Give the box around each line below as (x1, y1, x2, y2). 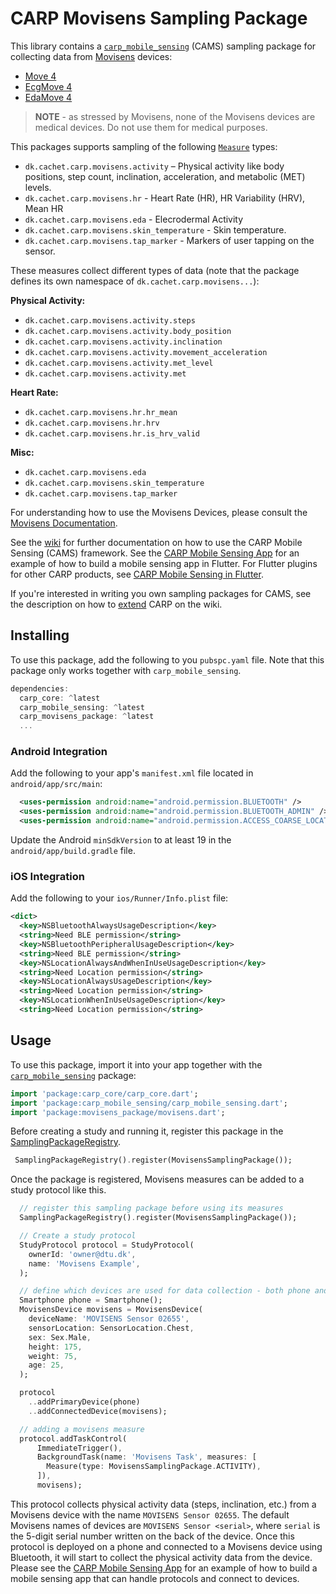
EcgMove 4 (24, 80, 73, 92)
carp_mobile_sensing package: (10, 1069, 137, 1081)
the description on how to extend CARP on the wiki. (10, 598, 223, 610)
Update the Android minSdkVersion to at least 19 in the (10, 834, 232, 846)
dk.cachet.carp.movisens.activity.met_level (24, 358, 214, 368)
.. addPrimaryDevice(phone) (28, 1397, 141, 1407)
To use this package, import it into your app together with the (10, 1058, 263, 1071)
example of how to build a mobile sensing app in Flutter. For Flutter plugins (10, 557, 318, 569)
